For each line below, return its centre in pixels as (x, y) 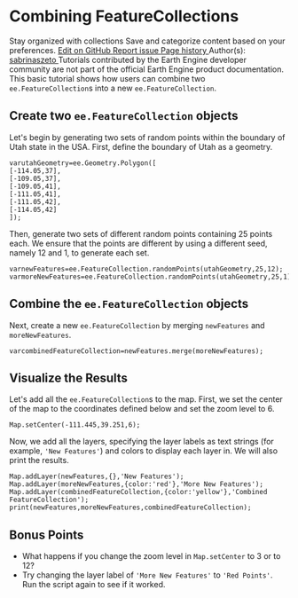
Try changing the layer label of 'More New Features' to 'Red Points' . (147, 575)
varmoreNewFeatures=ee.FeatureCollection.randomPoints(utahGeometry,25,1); (152, 277)
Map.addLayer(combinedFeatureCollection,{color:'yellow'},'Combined (138, 492)
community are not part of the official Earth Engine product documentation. (147, 69)
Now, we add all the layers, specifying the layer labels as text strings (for (142, 442)
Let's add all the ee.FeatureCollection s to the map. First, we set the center (146, 399)
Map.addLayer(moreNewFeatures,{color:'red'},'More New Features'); (137, 484)
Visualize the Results (69, 378)
